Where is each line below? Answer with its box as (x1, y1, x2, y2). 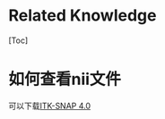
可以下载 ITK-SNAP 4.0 (8, 100, 91, 111)
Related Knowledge (8, 5, 157, 26)
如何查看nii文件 (8, 69, 122, 89)
